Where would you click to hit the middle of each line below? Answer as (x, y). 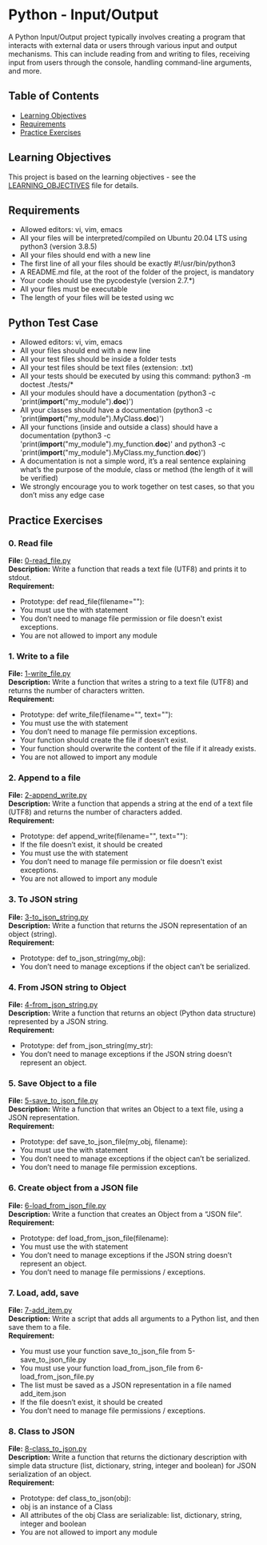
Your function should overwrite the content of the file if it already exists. (138, 749)
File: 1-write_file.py (40, 674)
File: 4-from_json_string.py (53, 1005)
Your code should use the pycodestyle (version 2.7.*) (108, 281)
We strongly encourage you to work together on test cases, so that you (137, 486)
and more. (25, 70)
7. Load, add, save (44, 1292)
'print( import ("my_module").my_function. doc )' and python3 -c (123, 444)
